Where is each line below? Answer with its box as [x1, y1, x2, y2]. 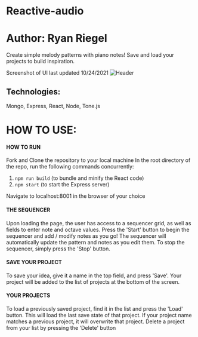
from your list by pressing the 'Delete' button [6, 324, 116, 331]
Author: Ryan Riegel [6, 32, 107, 45]
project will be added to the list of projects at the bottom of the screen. [6, 278, 180, 285]
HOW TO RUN [6, 143, 41, 151]
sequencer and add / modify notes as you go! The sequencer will [6, 232, 166, 240]
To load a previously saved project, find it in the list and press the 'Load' [6, 305, 183, 312]
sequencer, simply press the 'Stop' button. [6, 245, 110, 252]
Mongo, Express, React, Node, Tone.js [6, 102, 100, 109]
